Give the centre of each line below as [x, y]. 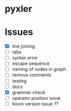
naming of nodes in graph [39, 69]
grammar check [29, 92]
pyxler [19, 9]
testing [19, 81]
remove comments [32, 75]
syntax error [25, 58]
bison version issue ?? [35, 104]
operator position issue [36, 98]
